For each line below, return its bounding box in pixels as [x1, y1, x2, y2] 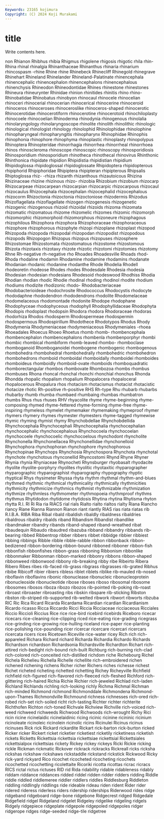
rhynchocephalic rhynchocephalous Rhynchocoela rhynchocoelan [5, 428, 139, 434]
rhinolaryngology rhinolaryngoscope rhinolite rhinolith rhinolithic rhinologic [5, 121, 156, 127]
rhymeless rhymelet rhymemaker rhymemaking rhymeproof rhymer [23, 407, 159, 413]
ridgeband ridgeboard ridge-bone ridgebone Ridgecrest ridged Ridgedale [5, 793, 153, 799]
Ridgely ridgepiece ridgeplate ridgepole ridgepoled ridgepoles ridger [5, 803, 143, 809]
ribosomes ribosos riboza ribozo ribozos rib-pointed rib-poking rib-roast [5, 584, 151, 591]
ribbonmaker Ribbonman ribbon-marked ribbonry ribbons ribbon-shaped [5, 553, 152, 559]
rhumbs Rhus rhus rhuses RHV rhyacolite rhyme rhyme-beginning [5, 397, 138, 403]
